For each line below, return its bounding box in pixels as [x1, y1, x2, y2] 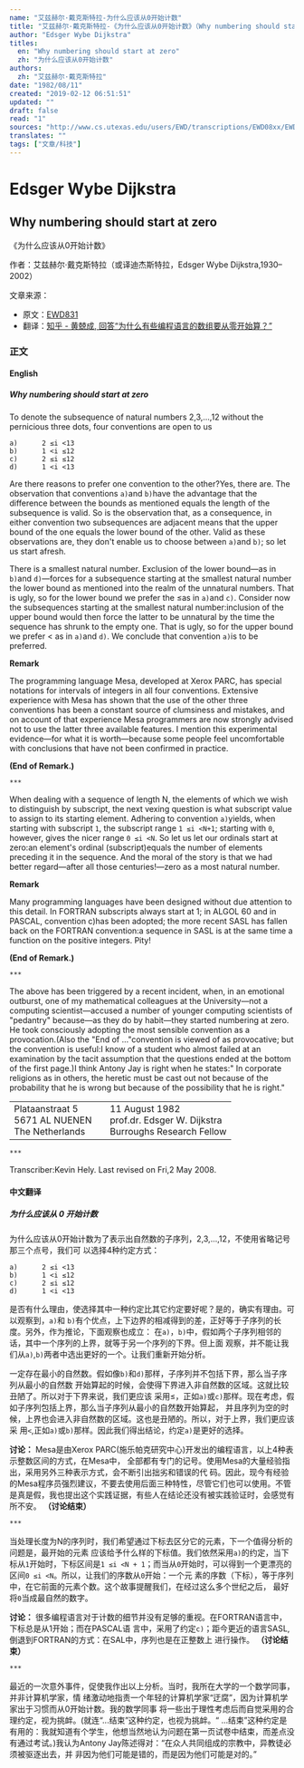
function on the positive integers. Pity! [9, 935, 152, 946]
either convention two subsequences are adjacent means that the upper [9, 517, 279, 528]
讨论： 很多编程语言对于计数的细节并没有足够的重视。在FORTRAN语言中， [9, 1611, 288, 1622]
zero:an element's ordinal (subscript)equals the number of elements [9, 842, 263, 853]
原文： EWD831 [22, 309, 79, 320]
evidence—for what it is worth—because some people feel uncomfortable [9, 733, 285, 744]
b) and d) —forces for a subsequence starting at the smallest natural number [9, 573, 292, 585]
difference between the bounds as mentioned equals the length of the [9, 498, 271, 508]
